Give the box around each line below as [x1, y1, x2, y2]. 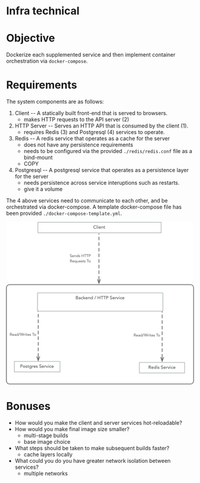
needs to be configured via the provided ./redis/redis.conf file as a [23, 148, 192, 155]
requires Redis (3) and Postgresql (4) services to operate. [23, 129, 165, 136]
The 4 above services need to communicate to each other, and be [6, 197, 168, 204]
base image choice [23, 438, 71, 445]
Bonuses [6, 400, 51, 413]
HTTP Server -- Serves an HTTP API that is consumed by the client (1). [14, 122, 189, 129]
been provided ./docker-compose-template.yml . [6, 210, 122, 217]
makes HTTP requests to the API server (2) [23, 116, 130, 123]
